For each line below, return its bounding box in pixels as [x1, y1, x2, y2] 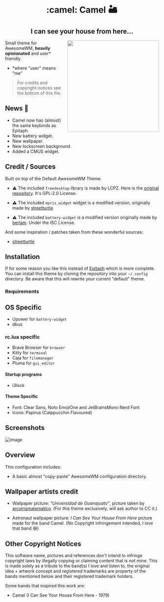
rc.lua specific [5, 334, 40, 341]
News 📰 [5, 104, 29, 113]
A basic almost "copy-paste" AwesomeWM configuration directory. [12, 473, 147, 479]
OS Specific [5, 303, 42, 311]
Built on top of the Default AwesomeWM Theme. [5, 175, 102, 181]
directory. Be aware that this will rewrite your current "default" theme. [5, 276, 145, 282]
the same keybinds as [12, 122, 56, 128]
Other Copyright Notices [5, 539, 82, 548]
